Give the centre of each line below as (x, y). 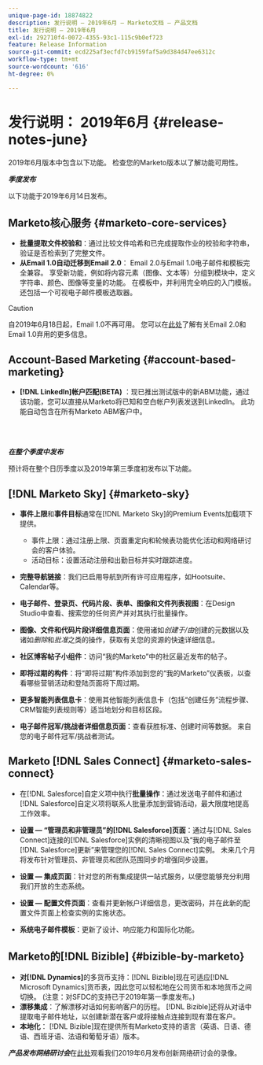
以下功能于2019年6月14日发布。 (60, 196)
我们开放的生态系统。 (54, 886)
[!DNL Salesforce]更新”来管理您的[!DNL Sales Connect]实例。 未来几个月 (137, 849)
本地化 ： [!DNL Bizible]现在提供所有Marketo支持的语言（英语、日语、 (132, 1026)
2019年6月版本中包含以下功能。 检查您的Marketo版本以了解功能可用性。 (125, 162)
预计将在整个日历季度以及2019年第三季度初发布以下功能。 (102, 468)
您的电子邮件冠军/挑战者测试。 (69, 736)
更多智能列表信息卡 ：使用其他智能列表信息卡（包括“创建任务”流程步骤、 (136, 700)
